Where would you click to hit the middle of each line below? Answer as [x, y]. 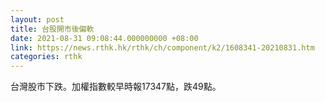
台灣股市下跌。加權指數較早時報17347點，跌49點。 [116, 87]
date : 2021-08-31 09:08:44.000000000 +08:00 [104, 38]
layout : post [37, 19]
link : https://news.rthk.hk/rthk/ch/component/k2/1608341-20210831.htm [162, 47]
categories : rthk [46, 57]
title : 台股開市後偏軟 [52, 29]
